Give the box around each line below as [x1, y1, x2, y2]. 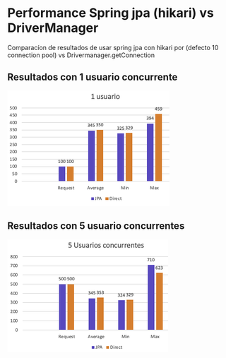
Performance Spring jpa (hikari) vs [7, 5, 214, 21]
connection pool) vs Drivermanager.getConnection [7, 51, 155, 59]
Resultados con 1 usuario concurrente [7, 71, 178, 83]
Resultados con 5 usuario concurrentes [7, 220, 185, 232]
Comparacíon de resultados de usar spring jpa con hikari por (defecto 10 [7, 43, 219, 52]
